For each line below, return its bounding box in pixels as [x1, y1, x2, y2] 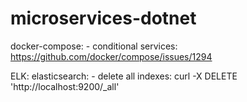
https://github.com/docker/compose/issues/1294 [10, 50, 213, 62]
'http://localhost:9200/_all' [10, 80, 120, 92]
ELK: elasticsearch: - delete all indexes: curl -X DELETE [10, 70, 238, 82]
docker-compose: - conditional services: [10, 40, 178, 52]
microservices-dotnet [10, 7, 197, 30]
